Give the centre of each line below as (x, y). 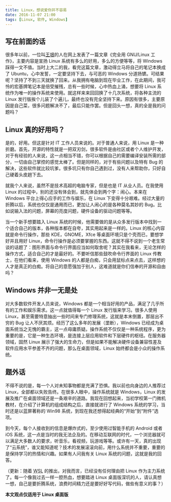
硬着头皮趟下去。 (27, 175)
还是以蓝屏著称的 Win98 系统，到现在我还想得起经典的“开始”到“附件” (82, 411)
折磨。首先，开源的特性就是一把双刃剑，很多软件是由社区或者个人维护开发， (85, 149)
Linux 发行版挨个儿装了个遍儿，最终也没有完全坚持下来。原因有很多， (78, 99)
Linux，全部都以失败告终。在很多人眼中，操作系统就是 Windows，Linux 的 (83, 392)
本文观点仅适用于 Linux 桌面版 (37, 494)
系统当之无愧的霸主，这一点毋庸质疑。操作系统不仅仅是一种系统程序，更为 (88, 329)
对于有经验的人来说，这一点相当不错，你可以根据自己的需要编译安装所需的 (83, 155)
